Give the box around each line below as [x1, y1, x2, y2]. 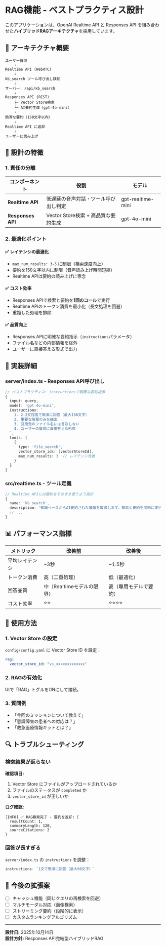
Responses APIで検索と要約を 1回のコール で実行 [12, 297, 110, 303]
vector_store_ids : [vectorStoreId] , [18, 449, 94, 454]
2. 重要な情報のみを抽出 [14, 417, 58, 422]
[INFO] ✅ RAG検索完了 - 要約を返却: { [5, 815, 79, 820]
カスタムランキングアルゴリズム [12, 914, 78, 920]
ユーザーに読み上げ [5, 134, 39, 139]
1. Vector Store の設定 [5, 635, 58, 642]
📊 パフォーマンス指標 [5, 530, 72, 538]
